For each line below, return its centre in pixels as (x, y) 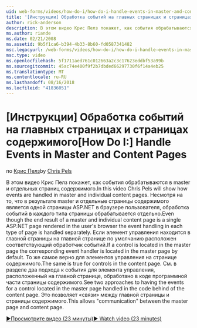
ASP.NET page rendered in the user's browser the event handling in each (94, 226)
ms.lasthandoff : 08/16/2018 (40, 83)
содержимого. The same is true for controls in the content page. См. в (91, 263)
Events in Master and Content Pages (96, 155)
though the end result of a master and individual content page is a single (94, 220)
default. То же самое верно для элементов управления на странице (91, 257)
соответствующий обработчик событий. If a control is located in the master (98, 245)
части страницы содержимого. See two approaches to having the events (95, 282)
